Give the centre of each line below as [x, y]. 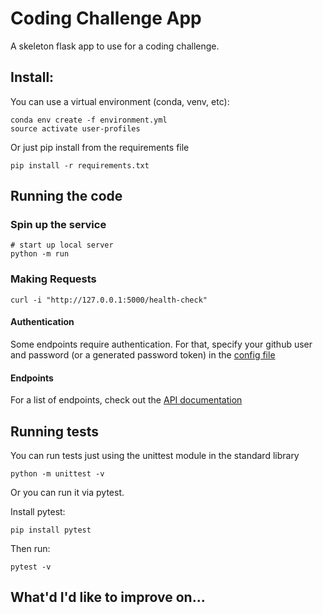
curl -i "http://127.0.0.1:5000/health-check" [109, 300]
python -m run [40, 254]
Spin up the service [58, 225]
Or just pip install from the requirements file [100, 147]
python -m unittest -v [57, 473]
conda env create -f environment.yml [89, 120]
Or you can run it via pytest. [67, 492]
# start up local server [62, 245]
